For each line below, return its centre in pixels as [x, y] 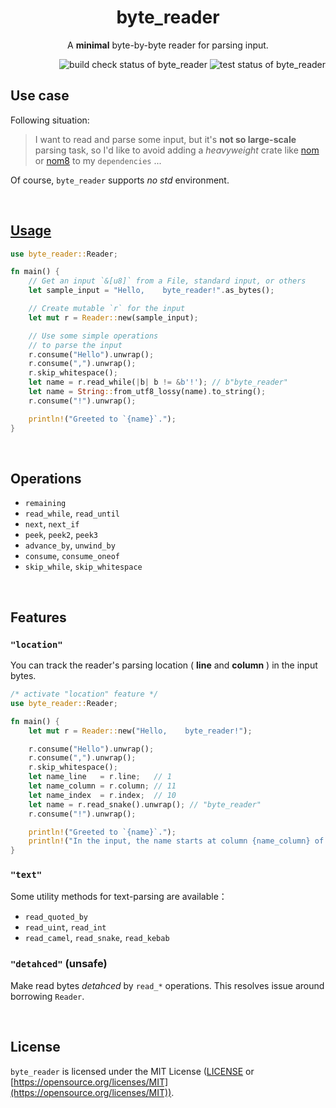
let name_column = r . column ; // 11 [102, 786]
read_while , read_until [72, 513]
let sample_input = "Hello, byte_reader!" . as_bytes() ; [151, 291]
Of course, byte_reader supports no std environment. [120, 180]
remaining [45, 504]
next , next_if [52, 524]
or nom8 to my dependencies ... [98, 160]
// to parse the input [75, 345]
